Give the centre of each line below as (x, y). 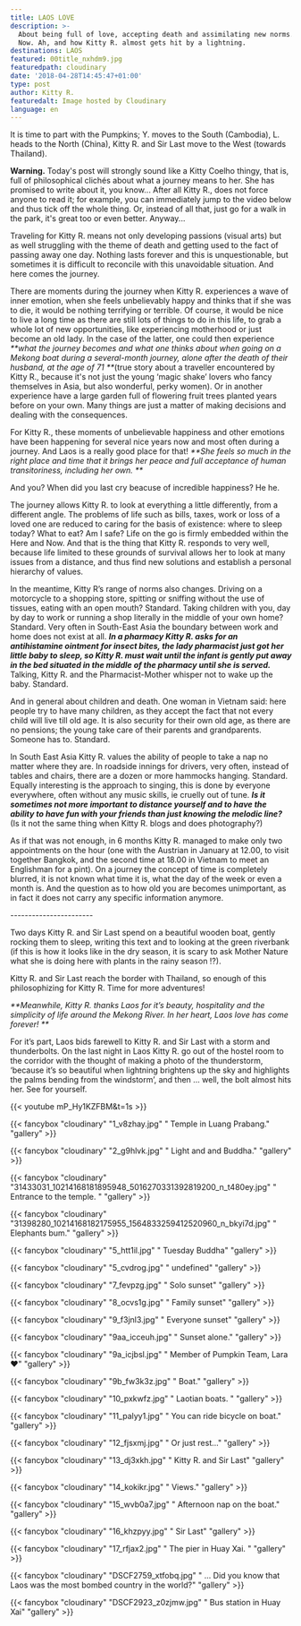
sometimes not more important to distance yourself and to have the (138, 804)
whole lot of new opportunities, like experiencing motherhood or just (136, 329)
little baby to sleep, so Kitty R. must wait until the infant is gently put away (151, 655)
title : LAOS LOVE (42, 17)
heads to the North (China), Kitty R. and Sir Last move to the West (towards (148, 144)
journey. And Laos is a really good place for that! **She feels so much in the (150, 451)
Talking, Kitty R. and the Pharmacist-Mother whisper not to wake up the (142, 675)
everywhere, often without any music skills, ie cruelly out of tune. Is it (138, 795)
